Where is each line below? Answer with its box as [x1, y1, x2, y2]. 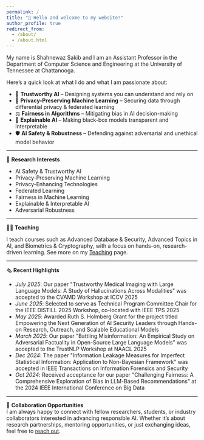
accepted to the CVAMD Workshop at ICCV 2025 [15, 293, 138, 301]
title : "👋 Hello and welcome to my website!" [6, 15, 123, 21]
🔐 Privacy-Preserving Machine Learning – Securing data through [15, 97, 180, 104]
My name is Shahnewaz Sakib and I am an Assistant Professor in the [6, 54, 178, 61]
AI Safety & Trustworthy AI [15, 168, 82, 175]
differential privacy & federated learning [15, 103, 115, 110]
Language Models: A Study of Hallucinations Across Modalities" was [15, 287, 187, 294]
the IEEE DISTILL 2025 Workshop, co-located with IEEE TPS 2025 [15, 307, 180, 313]
